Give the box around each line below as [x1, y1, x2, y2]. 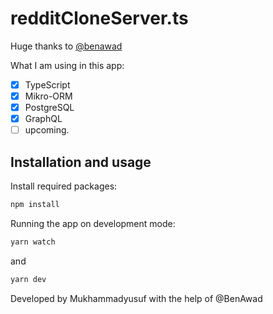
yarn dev [10, 274, 47, 284]
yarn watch [10, 237, 56, 247]
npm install [10, 200, 60, 210]
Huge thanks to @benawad [10, 40, 123, 52]
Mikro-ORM [24, 90, 73, 102]
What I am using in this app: [10, 59, 125, 71]
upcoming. [24, 124, 70, 136]
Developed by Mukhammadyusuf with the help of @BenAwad [10, 292, 263, 304]
